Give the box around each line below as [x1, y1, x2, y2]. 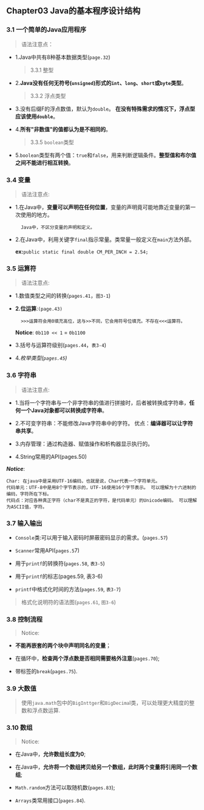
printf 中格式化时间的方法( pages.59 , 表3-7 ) [15, 585, 121, 592]
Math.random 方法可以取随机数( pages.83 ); [15, 783, 115, 791]
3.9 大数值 [6, 684, 37, 693]
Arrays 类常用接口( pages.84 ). [15, 797, 86, 804]
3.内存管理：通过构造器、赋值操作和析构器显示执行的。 [15, 440, 154, 447]
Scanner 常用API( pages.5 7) [15, 546, 80, 554]
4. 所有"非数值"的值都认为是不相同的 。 [15, 125, 111, 132]
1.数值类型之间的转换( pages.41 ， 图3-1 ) [15, 292, 111, 300]
